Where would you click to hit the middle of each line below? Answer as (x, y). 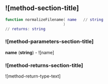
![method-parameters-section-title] (49, 42)
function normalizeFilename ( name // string (54, 19)
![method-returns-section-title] (44, 65)
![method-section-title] (42, 8)
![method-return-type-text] (33, 76)
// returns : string (25, 29)
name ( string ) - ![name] (30, 52)
